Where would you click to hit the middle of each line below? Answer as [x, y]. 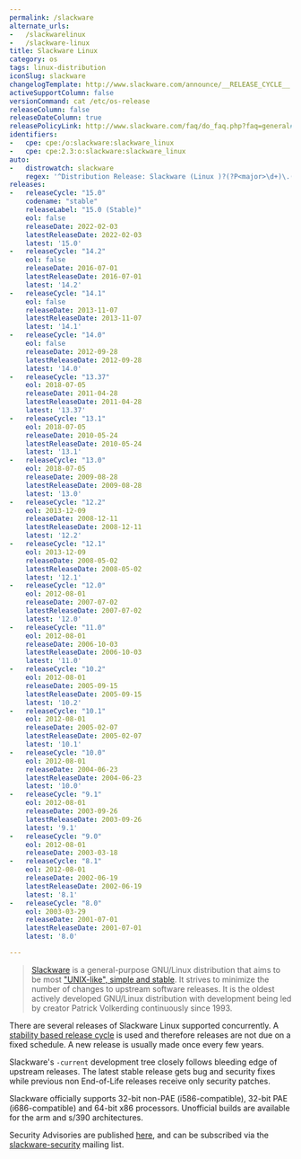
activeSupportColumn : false [62, 93]
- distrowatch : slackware [62, 168]
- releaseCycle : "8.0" [56, 903]
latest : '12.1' [54, 577]
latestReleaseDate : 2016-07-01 [84, 277]
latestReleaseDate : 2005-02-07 [84, 736]
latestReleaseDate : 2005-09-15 [84, 694]
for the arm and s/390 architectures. [76, 1117]
